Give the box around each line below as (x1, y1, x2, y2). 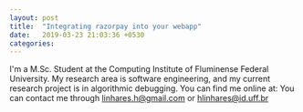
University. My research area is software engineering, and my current (9, 74, 271, 85)
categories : (9, 38, 55, 48)
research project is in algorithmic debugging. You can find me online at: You (9, 83, 295, 94)
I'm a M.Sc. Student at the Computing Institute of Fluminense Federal (9, 64, 269, 75)
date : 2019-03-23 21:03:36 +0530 (9, 30, 145, 39)
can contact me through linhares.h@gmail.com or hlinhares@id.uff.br (9, 93, 269, 104)
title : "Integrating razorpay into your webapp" (9, 22, 203, 31)
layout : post (9, 13, 59, 23)
